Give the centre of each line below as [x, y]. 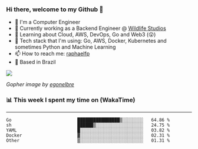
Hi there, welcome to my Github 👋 [55, 9]
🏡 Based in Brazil [35, 62]
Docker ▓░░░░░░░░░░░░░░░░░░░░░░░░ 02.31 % [88, 135]
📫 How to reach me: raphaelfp [52, 54]
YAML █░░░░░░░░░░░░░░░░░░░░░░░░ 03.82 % [88, 130]
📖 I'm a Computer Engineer [47, 22]
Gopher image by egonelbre [40, 84]
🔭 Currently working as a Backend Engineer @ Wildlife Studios [90, 28]
